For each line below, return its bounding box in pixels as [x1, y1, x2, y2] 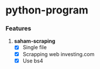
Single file [22, 44, 47, 51]
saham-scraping [13, 37, 56, 44]
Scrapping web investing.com [22, 50, 95, 57]
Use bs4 [22, 57, 43, 64]
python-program [5, 4, 88, 17]
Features [5, 25, 32, 33]
